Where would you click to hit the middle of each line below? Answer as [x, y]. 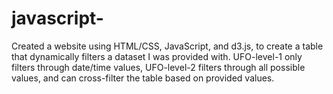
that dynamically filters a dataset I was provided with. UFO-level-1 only [157, 56]
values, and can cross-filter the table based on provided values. [143, 78]
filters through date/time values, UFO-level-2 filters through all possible [158, 67]
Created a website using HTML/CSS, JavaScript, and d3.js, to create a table [167, 46]
